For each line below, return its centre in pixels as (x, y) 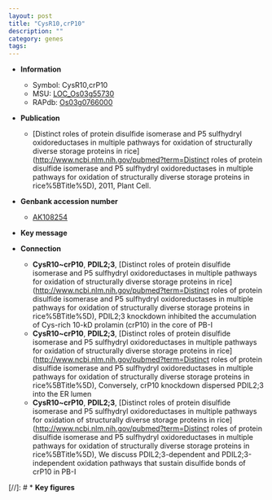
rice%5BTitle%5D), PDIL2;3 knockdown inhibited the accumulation (144, 316)
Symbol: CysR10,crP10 (70, 85)
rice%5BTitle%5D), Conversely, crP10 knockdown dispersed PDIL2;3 (148, 385)
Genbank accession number (69, 202)
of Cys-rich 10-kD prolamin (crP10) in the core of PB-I (123, 325)
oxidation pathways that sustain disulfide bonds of (161, 463)
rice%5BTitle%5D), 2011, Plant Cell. (92, 186)
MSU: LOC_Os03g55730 (73, 93)
